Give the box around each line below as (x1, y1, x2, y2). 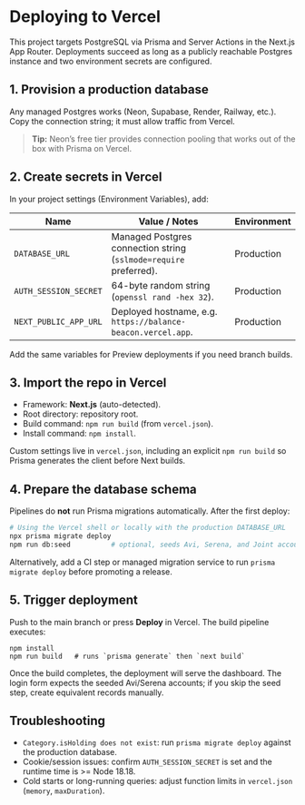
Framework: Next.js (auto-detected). (22, 399, 162, 410)
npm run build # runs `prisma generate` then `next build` (9, 652, 246, 661)
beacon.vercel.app (111, 327, 191, 338)
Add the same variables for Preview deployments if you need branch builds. (9, 349, 293, 359)
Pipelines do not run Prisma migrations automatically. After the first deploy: (9, 506, 290, 516)
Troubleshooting (9, 713, 106, 729)
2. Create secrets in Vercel (9, 170, 162, 185)
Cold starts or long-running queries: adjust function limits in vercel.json (22, 776, 293, 787)
